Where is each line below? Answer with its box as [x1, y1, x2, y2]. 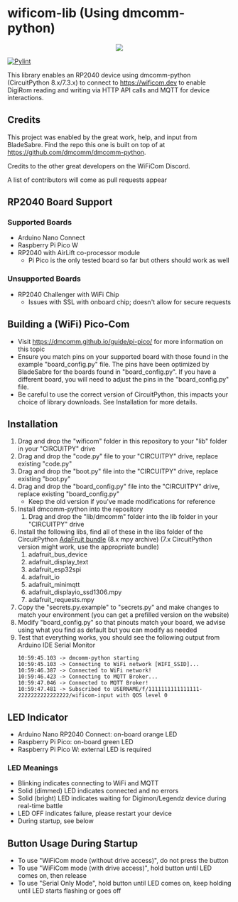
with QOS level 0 [116, 692, 168, 699]
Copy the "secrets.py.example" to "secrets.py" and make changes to [17, 603, 220, 612]
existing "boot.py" [17, 475, 71, 483]
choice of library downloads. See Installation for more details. [17, 397, 198, 406]
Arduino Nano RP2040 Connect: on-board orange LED [17, 730, 178, 739]
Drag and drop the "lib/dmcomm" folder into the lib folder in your [28, 512, 218, 521]
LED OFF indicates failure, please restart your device [17, 809, 173, 818]
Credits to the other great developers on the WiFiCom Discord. [7, 161, 190, 170]
